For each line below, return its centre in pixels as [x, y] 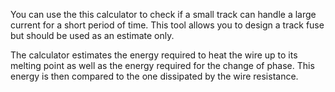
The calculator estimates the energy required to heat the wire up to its [154, 55]
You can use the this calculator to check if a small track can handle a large [163, 14]
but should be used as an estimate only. [92, 35]
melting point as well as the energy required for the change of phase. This [162, 65]
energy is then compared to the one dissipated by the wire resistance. [154, 76]
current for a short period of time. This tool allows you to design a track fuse [167, 25]
